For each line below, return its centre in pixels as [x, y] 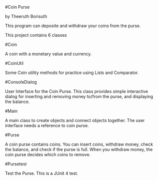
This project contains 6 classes [36, 35]
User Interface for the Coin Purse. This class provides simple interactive [77, 91]
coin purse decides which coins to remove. [48, 155]
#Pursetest [16, 164]
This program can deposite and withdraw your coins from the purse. [73, 26]
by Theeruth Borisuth [26, 16]
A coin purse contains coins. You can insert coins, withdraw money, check [79, 144]
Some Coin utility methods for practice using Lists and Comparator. [72, 73]
